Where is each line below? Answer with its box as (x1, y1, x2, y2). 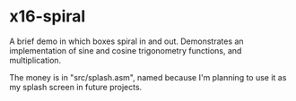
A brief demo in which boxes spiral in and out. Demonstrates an (9, 36, 244, 46)
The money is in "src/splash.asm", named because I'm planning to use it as (9, 72, 287, 82)
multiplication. (9, 55, 62, 65)
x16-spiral (9, 6, 86, 27)
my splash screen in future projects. (9, 81, 143, 92)
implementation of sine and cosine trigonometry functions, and (9, 45, 242, 55)
